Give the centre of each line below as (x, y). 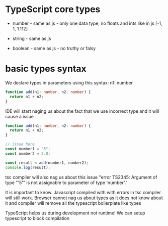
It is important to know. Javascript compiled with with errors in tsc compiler (83, 192)
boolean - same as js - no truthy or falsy (54, 48)
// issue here (20, 144)
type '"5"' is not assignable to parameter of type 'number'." (66, 183)
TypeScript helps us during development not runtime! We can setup (75, 213)
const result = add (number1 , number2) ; (47, 163)
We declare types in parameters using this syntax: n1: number (69, 82)
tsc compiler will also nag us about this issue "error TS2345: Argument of (81, 177)
